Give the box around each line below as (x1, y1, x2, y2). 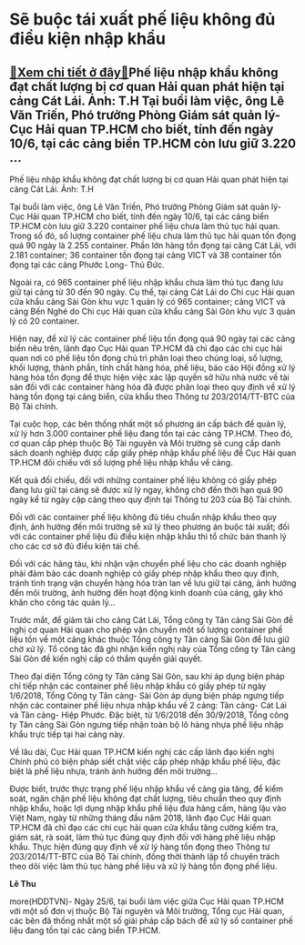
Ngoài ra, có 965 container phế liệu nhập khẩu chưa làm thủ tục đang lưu (9, 277, 284, 287)
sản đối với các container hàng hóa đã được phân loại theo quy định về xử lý (9, 382, 296, 392)
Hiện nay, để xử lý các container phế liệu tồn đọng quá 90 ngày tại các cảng (9, 333, 296, 344)
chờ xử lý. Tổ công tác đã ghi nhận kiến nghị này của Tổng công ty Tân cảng (9, 644, 296, 654)
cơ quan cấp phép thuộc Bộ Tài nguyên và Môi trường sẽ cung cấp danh (9, 437, 280, 448)
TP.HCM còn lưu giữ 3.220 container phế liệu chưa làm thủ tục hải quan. (9, 221, 280, 231)
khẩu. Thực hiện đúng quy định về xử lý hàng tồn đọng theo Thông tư (9, 841, 270, 852)
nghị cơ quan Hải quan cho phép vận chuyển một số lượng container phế (9, 624, 283, 635)
